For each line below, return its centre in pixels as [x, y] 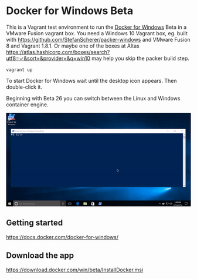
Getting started [35, 223]
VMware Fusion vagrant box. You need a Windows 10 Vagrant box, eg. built [97, 33]
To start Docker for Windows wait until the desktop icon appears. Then [91, 80]
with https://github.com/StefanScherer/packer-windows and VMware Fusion [98, 39]
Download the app [40, 256]
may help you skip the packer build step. [140, 58]
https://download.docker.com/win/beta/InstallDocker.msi [75, 270]
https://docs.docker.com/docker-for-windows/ [62, 237]
